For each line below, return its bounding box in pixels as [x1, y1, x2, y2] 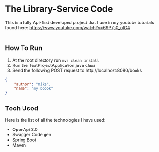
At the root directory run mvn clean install [12, 57, 99, 63]
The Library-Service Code [5, 3, 113, 15]
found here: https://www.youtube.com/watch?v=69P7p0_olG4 [5, 24, 131, 30]
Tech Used [5, 104, 39, 112]
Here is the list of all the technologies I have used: [5, 117, 106, 123]
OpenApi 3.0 [12, 127, 38, 132]
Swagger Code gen [12, 132, 51, 138]
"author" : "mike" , [14, 82, 51, 87]
